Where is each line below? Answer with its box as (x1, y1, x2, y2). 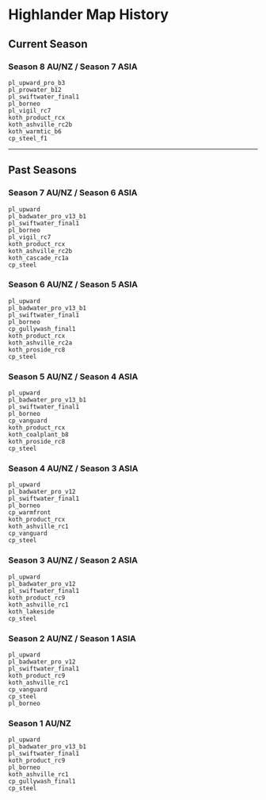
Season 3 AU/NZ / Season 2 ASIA (8, 555, 139, 566)
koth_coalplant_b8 (8, 431, 69, 439)
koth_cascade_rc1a (8, 254, 69, 262)
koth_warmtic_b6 (8, 127, 62, 136)
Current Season (8, 37, 88, 51)
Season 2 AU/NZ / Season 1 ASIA (8, 633, 137, 644)
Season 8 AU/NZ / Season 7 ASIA (8, 61, 138, 72)
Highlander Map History (8, 6, 169, 24)
